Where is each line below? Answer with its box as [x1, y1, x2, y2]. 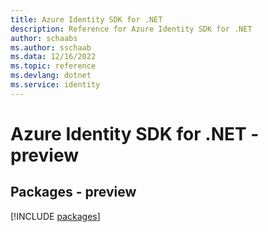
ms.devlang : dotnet [10, 71, 92, 81]
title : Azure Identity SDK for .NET [10, 14, 163, 25]
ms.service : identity [10, 80, 101, 90]
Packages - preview [10, 184, 137, 201]
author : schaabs [10, 33, 78, 43]
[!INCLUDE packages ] [10, 210, 101, 222]
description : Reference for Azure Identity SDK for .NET [10, 24, 253, 34]
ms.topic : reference [10, 61, 97, 71]
